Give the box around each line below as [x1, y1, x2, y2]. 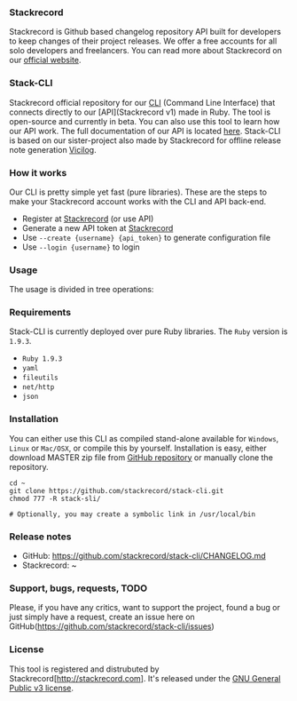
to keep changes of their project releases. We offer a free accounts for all [9, 36, 277, 46]
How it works [9, 166, 67, 179]
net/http [21, 383, 55, 392]
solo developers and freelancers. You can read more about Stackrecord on [9, 45, 282, 56]
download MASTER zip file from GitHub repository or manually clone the [9, 451, 273, 463]
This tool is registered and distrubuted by [9, 664, 160, 674]
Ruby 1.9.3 [21, 354, 63, 363]
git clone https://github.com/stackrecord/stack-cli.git [9, 486, 224, 495]
